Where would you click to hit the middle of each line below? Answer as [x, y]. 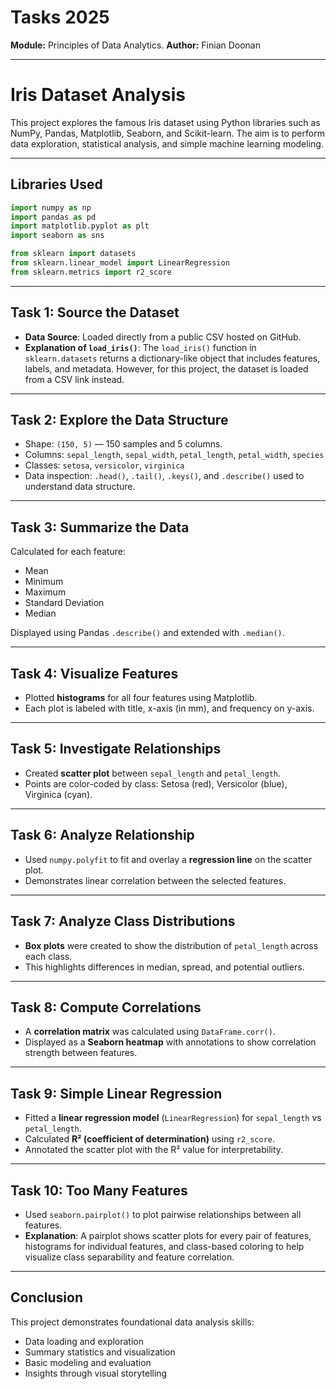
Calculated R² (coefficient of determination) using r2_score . [150, 1139]
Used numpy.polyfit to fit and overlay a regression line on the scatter [168, 859]
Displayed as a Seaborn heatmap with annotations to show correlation [170, 1042]
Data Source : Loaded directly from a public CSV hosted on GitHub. [163, 337]
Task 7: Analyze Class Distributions [123, 921]
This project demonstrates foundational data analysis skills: [132, 1322]
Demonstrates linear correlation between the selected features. [155, 880]
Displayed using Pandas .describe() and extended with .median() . [147, 633]
